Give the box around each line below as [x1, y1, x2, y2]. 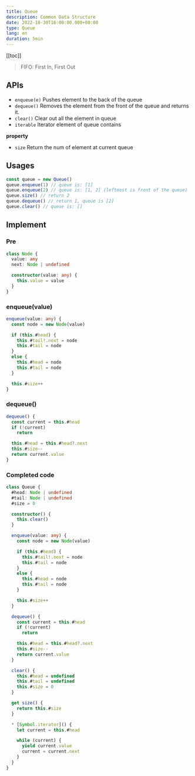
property [6, 132, 28, 139]
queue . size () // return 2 [6, 193, 69, 199]
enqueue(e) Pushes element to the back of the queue [14, 96, 143, 103]
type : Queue [6, 25, 35, 31]
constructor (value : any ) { [11, 273, 78, 278]
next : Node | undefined [11, 262, 69, 268]
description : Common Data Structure [6, 14, 96, 20]
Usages [6, 161, 35, 171]
